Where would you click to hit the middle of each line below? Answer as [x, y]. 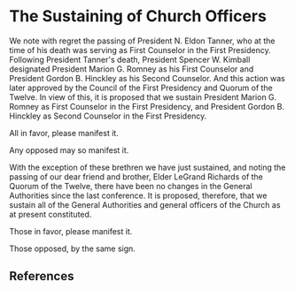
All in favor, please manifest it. [64, 133]
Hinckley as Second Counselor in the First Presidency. [108, 116]
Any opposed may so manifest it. [69, 150]
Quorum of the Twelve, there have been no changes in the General [131, 186]
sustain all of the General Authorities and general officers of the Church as [145, 204]
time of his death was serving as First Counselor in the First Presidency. [140, 50]
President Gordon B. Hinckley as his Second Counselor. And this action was [147, 78]
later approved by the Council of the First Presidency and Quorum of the [141, 88]
